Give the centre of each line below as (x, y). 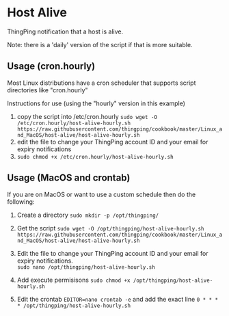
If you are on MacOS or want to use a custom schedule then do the (102, 194)
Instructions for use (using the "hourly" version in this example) (96, 103)
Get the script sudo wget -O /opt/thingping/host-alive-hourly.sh (110, 228)
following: (21, 201)
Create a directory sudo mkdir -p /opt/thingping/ (88, 215)
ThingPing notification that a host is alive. (65, 31)
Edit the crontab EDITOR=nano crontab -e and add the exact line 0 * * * (118, 299)
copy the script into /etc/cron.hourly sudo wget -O (87, 116)
